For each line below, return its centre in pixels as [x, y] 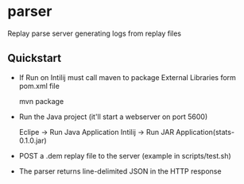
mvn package [41, 101]
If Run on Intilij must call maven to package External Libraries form [127, 77]
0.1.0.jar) [33, 140]
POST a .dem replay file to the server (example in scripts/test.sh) [125, 155]
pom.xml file [39, 86]
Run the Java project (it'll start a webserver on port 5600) [113, 117]
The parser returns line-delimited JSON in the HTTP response [120, 171]
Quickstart [35, 58]
